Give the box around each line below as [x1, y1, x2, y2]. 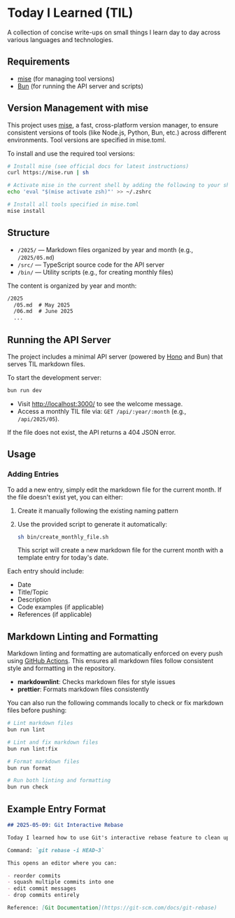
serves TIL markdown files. [7, 359, 85, 368]
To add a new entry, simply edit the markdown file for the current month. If [7, 485, 222, 494]
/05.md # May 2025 [13, 301, 71, 309]
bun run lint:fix [7, 745, 58, 752]
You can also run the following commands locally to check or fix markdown [7, 699, 224, 707]
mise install [7, 207, 45, 214]
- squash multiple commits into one [7, 879, 114, 886]
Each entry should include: [7, 567, 85, 576]
